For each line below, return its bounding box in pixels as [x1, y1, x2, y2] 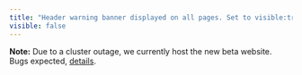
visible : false [9, 21, 67, 30]
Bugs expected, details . [9, 55, 97, 66]
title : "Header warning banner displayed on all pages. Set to [9, 12, 252, 22]
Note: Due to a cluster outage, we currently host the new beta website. [9, 46, 272, 56]
